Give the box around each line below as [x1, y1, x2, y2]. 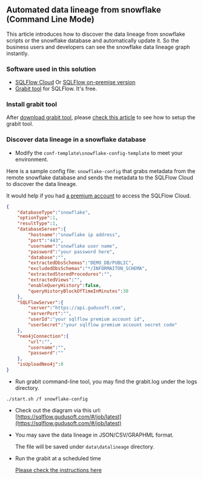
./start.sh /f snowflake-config [6, 396, 88, 402]
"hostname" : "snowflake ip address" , [28, 232, 121, 238]
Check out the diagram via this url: [15, 406, 101, 414]
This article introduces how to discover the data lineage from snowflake [6, 30, 185, 38]
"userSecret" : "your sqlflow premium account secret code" [28, 322, 178, 328]
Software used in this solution [6, 65, 96, 73]
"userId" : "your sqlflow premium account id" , [28, 316, 145, 323]
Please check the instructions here [15, 466, 102, 474]
